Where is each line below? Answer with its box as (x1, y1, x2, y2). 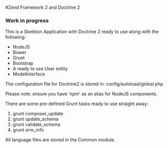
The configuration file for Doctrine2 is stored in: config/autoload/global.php (5, 81, 163, 87)
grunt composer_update (12, 111, 64, 117)
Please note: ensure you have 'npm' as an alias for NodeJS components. (5, 91, 158, 97)
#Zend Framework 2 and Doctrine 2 (5, 5, 80, 10)
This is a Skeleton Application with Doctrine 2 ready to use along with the (5, 29, 159, 35)
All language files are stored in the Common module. (5, 137, 116, 143)
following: (5, 34, 26, 40)
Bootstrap (12, 60, 34, 66)
